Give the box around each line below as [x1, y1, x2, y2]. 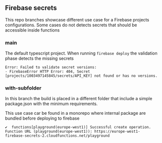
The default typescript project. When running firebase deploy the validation [5, 51, 158, 56]
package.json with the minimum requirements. [5, 101, 98, 107]
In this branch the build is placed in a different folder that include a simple [5, 96, 152, 102]
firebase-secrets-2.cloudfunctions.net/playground [5, 133, 110, 138]
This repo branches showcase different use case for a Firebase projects [5, 17, 149, 22]
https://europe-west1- [94, 129, 140, 134]
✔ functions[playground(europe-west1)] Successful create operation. [5, 125, 151, 130]
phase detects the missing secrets [5, 55, 74, 61]
